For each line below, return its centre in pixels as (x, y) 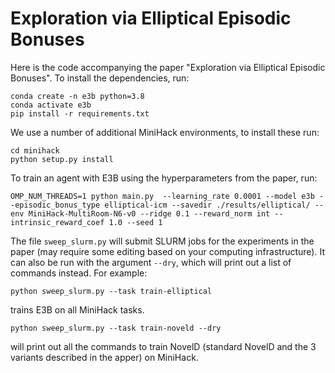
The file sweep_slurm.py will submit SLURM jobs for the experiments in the (162, 241)
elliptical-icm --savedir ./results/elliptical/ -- (214, 205)
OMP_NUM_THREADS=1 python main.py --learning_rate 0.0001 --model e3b (162, 196)
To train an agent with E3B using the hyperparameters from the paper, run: (164, 178)
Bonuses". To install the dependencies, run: (100, 78)
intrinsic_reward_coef (57, 222)
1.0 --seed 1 (135, 222)
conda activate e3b (51, 105)
